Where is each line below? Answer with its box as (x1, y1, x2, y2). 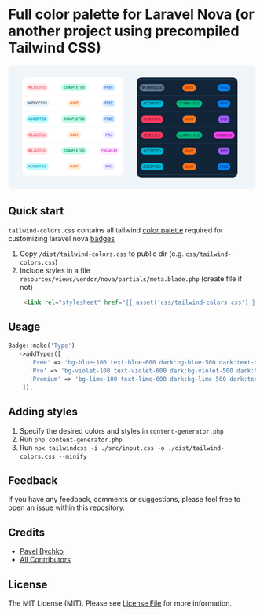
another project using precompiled (8, 22, 240, 40)
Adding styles (8, 405, 79, 419)
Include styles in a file (19, 265, 90, 275)
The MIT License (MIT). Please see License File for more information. (8, 599, 232, 608)
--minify (58, 452, 87, 460)
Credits (8, 525, 46, 539)
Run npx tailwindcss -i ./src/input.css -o (19, 442, 165, 452)
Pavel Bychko (19, 547, 64, 556)
